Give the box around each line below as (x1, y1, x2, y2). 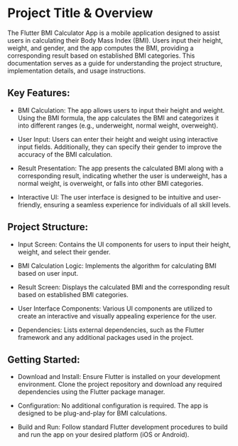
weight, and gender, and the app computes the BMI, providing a (7, 43, 194, 52)
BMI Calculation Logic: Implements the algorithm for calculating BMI (17, 261, 217, 270)
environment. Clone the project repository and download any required (17, 380, 222, 389)
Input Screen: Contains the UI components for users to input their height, (17, 240, 231, 249)
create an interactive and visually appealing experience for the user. (17, 311, 217, 320)
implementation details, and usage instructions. (7, 66, 146, 75)
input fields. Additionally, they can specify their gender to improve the (17, 142, 222, 151)
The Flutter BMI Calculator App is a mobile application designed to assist (7, 28, 220, 37)
